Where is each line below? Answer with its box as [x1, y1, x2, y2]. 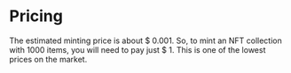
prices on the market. [9, 54, 88, 64]
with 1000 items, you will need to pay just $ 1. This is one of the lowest [9, 44, 266, 55]
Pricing [9, 6, 64, 26]
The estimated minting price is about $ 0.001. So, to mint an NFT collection [9, 35, 282, 46]
